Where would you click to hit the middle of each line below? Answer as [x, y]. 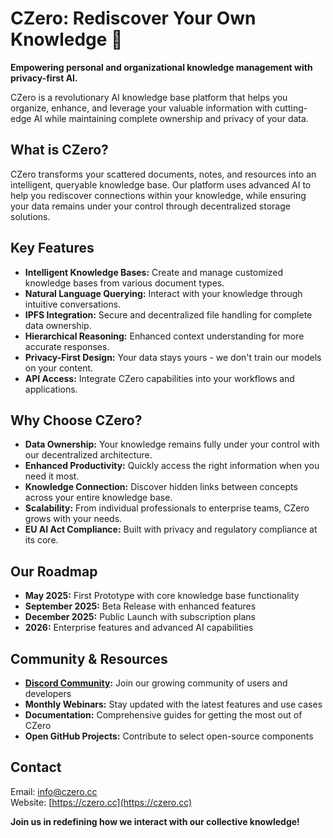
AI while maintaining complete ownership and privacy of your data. [171, 118]
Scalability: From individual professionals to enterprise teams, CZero [167, 508]
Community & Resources [89, 658]
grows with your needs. [73, 519]
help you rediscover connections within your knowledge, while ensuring [158, 195]
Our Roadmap [54, 571]
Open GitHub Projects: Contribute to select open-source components [169, 736]
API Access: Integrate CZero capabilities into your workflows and [159, 378]
